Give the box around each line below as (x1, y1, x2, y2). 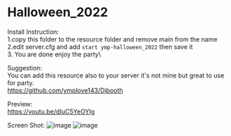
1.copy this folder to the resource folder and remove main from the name (7, 35, 218, 43)
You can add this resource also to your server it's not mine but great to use (7, 71, 225, 80)
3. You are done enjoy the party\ (7, 50, 101, 58)
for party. (7, 78, 35, 87)
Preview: (7, 99, 33, 108)
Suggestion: (7, 63, 42, 72)
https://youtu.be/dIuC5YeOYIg (7, 107, 95, 116)
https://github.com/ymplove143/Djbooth (7, 86, 123, 94)
